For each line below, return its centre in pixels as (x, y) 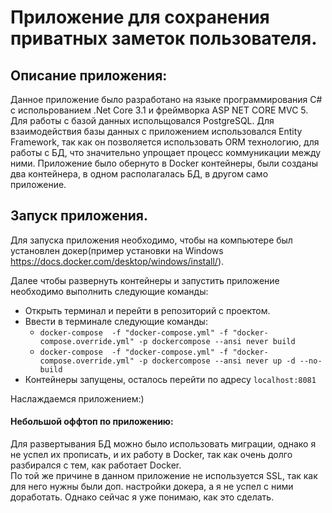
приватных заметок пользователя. (164, 38)
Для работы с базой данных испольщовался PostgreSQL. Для (142, 120)
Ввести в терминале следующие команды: (116, 321)
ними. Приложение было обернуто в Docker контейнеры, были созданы (164, 163)
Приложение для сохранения (140, 17)
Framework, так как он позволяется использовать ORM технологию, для (165, 142)
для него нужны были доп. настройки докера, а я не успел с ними (152, 487)
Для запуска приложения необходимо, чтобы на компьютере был (151, 240)
